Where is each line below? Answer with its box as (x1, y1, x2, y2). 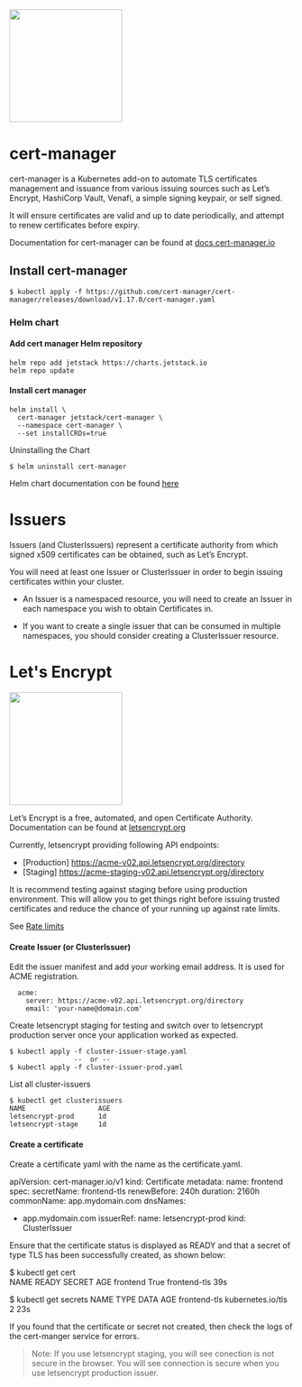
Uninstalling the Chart (9, 445, 90, 456)
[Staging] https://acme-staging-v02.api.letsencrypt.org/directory (22, 866, 264, 877)
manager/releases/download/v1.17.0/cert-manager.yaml (9, 295, 216, 304)
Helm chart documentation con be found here (9, 478, 179, 489)
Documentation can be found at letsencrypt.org (9, 821, 187, 833)
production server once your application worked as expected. (9, 1030, 239, 1040)
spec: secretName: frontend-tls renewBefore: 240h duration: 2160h (9, 1186, 260, 1197)
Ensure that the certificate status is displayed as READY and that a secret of (9, 1240, 291, 1251)
